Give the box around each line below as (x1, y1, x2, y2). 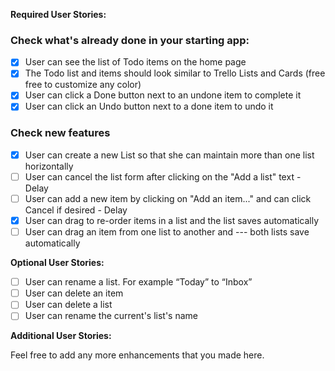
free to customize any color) (24, 79, 142, 91)
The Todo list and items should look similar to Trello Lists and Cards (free (24, 67, 326, 79)
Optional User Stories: (10, 257, 105, 269)
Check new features (10, 126, 111, 140)
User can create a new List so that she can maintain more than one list (24, 149, 315, 161)
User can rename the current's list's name (24, 310, 198, 322)
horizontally (24, 160, 74, 172)
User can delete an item (24, 287, 124, 299)
